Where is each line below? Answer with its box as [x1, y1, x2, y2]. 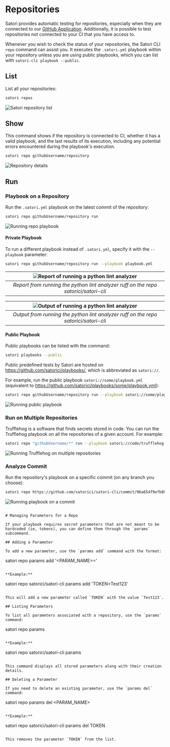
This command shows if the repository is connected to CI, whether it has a [5, 133, 160, 139]
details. [5, 668, 24, 673]
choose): [5, 480, 24, 486]
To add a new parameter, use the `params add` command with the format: [5, 549, 162, 554]
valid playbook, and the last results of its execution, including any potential [5, 138, 161, 144]
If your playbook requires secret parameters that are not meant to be [5, 522, 159, 527]
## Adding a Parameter [5, 540, 53, 545]
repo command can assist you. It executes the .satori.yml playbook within [5, 46, 161, 52]
